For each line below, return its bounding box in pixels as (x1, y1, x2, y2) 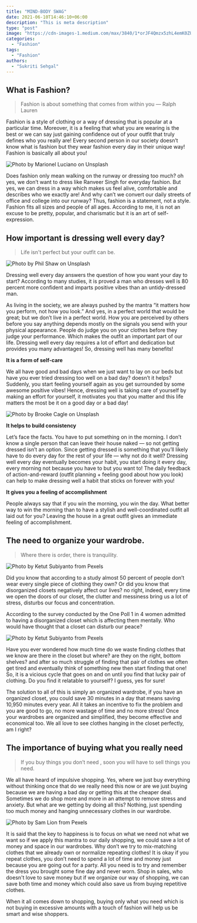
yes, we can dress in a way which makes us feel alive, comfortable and (6, 185, 178, 192)
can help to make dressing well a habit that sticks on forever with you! (6, 477, 175, 484)
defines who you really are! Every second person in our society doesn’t (6, 137, 178, 144)
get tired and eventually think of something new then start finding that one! (6, 664, 187, 671)
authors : (6, 58, 28, 63)
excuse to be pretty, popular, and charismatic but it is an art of (6, 210, 157, 217)
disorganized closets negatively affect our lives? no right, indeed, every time (6, 586, 191, 594)
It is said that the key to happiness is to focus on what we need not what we (6, 830, 189, 837)
